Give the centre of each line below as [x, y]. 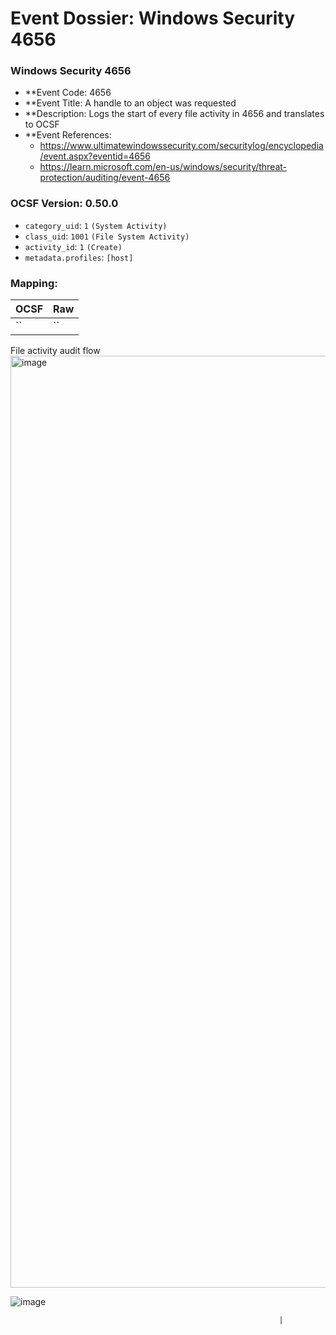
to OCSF [42, 124]
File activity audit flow [55, 351]
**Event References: [68, 135]
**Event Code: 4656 [68, 93]
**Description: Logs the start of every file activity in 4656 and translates [174, 114]
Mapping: [34, 283]
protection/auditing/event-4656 [105, 178]
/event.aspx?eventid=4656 [95, 156]
